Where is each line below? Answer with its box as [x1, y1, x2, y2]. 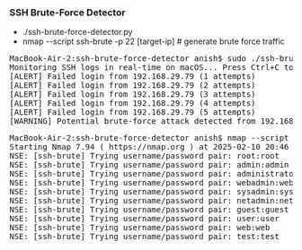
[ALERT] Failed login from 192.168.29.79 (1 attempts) [9, 72, 256, 82]
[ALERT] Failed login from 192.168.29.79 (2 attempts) [9, 81, 256, 91]
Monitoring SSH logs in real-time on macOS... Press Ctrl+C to [9, 63, 294, 73]
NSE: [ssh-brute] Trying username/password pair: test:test [9, 231, 280, 242]
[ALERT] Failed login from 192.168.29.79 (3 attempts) [9, 90, 256, 99]
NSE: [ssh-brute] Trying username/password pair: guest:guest [9, 204, 289, 215]
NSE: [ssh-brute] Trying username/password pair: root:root [9, 151, 280, 161]
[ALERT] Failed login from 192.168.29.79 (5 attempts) [9, 108, 256, 117]
